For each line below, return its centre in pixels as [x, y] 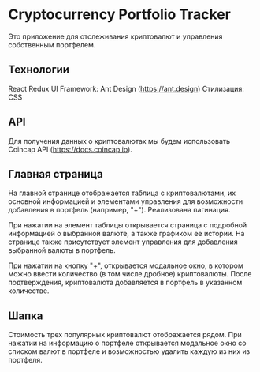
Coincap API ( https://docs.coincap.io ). [70, 149]
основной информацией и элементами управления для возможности [125, 201]
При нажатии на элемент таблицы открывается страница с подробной [128, 225]
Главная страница [56, 174]
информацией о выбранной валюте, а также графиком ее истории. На [126, 234]
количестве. [29, 291]
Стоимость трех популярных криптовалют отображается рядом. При [125, 335]
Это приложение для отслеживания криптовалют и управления [115, 36]
